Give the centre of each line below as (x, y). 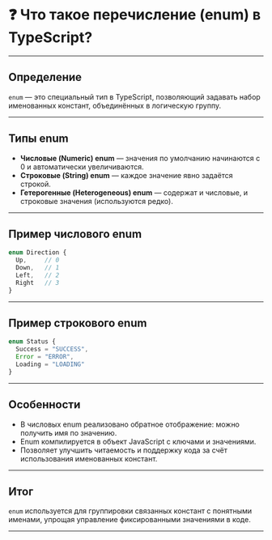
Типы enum (38, 139)
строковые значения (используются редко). (97, 201)
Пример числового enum (75, 234)
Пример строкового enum (78, 323)
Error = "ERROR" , (45, 357)
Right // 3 (38, 283)
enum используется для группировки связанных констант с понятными (130, 511)
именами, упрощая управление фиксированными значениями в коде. (130, 520)
